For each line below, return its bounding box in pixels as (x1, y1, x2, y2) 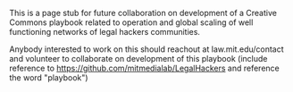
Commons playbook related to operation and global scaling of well (9, 17, 254, 28)
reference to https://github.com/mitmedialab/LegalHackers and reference (9, 63, 280, 73)
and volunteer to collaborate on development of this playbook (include (9, 54, 268, 63)
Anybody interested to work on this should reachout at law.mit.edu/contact (9, 44, 284, 54)
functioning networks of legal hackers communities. (9, 27, 201, 37)
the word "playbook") (9, 72, 88, 83)
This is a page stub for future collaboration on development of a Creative (9, 8, 277, 18)
